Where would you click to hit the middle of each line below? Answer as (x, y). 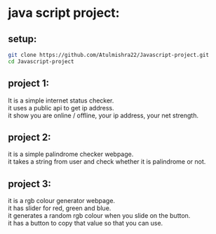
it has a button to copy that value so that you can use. (86, 223)
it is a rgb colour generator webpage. (61, 201)
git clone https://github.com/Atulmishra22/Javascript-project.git (109, 55)
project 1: (29, 83)
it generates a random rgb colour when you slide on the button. (99, 216)
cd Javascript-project (41, 61)
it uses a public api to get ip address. (61, 108)
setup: (22, 39)
